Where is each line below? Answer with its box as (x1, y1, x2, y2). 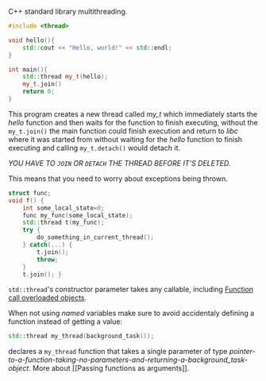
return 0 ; (22, 87, 56, 96)
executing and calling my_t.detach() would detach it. (8, 143, 181, 152)
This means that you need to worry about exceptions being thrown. (8, 174, 228, 183)
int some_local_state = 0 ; (22, 204, 105, 212)
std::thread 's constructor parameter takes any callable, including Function (8, 285, 254, 294)
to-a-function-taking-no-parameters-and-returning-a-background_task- (8, 355, 249, 364)
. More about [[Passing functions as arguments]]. (29, 364, 190, 373)
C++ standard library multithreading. (8, 7, 128, 16)
